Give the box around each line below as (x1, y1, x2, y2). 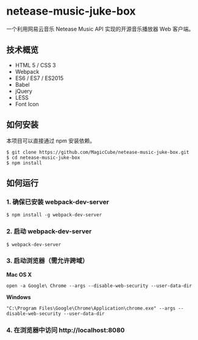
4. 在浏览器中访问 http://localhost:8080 (6, 325, 125, 334)
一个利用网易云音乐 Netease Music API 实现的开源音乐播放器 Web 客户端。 (6, 25, 194, 32)
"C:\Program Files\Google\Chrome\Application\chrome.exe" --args (6, 305, 175, 311)
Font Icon (15, 100, 40, 107)
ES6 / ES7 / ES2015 (15, 74, 64, 82)
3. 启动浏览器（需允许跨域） (6, 256, 89, 265)
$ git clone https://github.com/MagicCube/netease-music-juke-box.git (6, 149, 189, 155)
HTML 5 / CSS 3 (15, 61, 56, 68)
